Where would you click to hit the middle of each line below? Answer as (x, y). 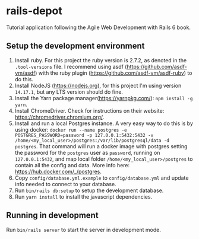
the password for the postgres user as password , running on (87, 152)
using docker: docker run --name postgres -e (71, 129)
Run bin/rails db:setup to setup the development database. (89, 190)
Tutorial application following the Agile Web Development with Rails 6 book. (99, 27)
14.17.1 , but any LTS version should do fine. (69, 92)
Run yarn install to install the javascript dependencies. (83, 196)
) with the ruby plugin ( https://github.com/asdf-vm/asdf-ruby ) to (113, 73)
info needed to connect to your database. (66, 184)
